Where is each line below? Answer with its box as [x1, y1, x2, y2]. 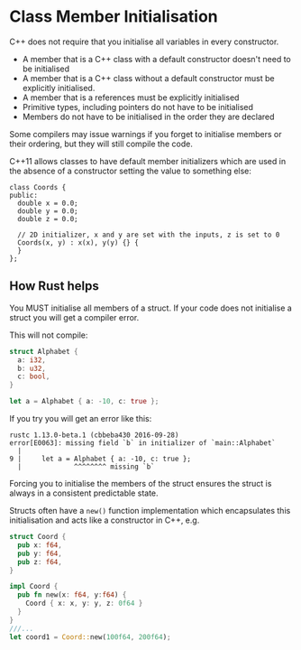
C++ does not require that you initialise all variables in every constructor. [9, 36, 279, 47]
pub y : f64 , [17, 549, 63, 558]
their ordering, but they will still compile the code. [9, 138, 194, 149]
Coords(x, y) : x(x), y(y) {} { [17, 237, 140, 247]
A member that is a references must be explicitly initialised [22, 92, 240, 103]
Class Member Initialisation [9, 6, 218, 27]
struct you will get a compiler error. [9, 311, 140, 322]
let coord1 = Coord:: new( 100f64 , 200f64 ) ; [9, 632, 171, 642]
